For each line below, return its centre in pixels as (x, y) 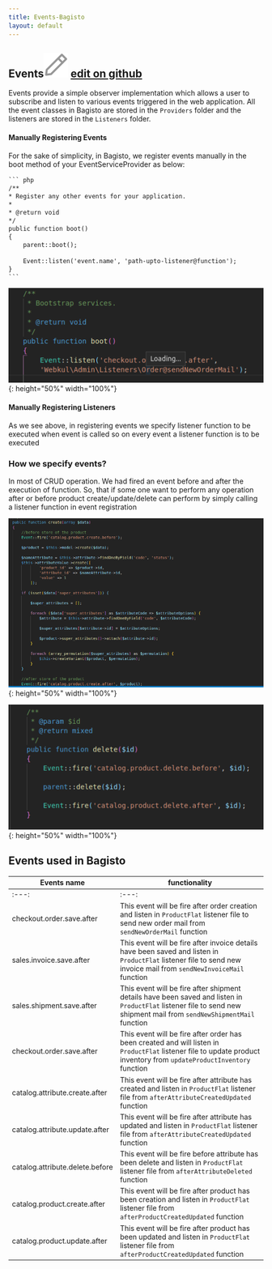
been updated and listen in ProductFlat (185, 1237)
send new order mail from (163, 922)
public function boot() (49, 228)
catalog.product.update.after (59, 1241)
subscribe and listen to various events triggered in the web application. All (132, 102)
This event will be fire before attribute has (189, 1154)
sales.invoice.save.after (51, 960)
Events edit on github (75, 73)
